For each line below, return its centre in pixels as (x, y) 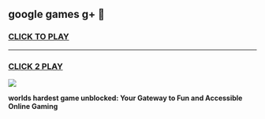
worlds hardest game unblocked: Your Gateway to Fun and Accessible (125, 98)
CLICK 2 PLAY (35, 66)
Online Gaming (33, 106)
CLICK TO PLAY (39, 37)
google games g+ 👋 (56, 14)
